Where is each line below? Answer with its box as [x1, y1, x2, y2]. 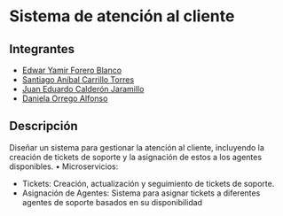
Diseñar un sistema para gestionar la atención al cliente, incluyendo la [9, 142, 264, 152]
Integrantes [9, 42, 75, 57]
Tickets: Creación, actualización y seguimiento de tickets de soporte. [21, 178, 275, 189]
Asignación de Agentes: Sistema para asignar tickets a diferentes [21, 188, 261, 198]
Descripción [9, 119, 78, 134]
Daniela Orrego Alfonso [21, 93, 108, 104]
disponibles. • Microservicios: [9, 161, 119, 172]
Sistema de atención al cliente [9, 6, 235, 27]
